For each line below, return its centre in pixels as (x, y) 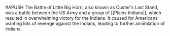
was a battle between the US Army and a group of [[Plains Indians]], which (83, 13)
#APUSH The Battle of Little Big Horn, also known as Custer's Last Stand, (82, 7)
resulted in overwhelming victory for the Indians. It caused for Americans (82, 18)
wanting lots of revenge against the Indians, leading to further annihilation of (85, 23)
